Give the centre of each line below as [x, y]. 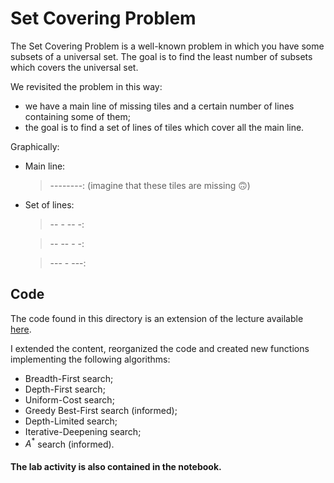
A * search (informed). [69, 443]
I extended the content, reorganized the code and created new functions [160, 348]
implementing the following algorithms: [90, 359]
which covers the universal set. [74, 67]
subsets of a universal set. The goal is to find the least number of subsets [161, 56]
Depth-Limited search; [71, 421]
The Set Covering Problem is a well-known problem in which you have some [167, 46]
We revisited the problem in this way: [86, 86]
